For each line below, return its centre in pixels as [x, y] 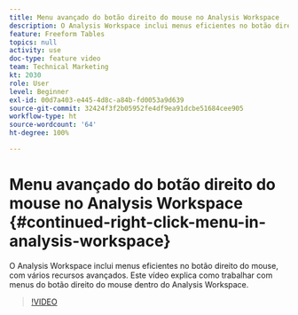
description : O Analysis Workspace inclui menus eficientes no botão [141, 26]
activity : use [35, 51]
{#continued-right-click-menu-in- [137, 222]
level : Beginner [39, 91]
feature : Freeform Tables [57, 34]
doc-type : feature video [55, 59]
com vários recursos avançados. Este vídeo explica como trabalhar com [141, 275]
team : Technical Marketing [59, 67]
